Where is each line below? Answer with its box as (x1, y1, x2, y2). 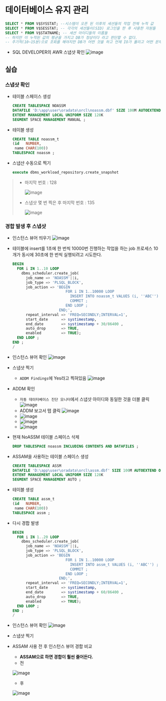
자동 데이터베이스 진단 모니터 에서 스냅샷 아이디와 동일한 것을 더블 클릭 (19, 396, 150, 402)
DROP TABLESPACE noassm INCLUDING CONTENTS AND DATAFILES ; (12, 444, 139, 449)
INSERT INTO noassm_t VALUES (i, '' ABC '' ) (70, 294, 159, 299)
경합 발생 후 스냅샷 (5, 222, 46, 229)
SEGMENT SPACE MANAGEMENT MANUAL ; (12, 117, 86, 122)
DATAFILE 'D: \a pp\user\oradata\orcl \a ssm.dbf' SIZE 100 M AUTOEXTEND (12, 468, 157, 473)
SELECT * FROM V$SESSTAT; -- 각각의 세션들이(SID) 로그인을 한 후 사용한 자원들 (5, 26, 156, 31)
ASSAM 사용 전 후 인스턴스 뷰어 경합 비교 (12, 644, 92, 649)
